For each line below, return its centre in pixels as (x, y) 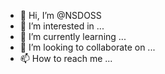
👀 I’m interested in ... (62, 26)
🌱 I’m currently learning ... (73, 36)
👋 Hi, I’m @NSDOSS (60, 15)
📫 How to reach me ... (66, 58)
